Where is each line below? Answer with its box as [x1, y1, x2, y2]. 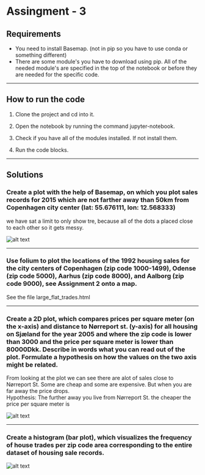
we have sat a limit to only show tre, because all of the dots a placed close [6, 217, 193, 225]
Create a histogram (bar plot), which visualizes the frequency [6, 433, 192, 442]
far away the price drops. [6, 387, 70, 395]
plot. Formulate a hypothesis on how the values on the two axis [6, 353, 197, 361]
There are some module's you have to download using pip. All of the [15, 58, 187, 65]
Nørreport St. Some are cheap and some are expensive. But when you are [6, 381, 192, 388]
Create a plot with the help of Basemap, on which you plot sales [6, 188, 198, 196]
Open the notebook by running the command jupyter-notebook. [15, 122, 175, 130]
